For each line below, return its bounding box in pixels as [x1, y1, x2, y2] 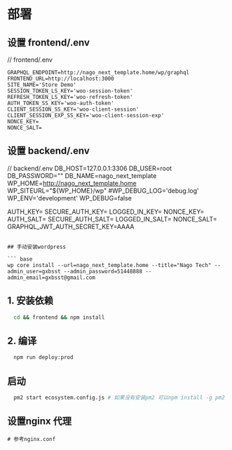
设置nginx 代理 [7, 415, 72, 428]
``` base [7, 255, 33, 263]
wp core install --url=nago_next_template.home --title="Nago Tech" [7, 261, 212, 268]
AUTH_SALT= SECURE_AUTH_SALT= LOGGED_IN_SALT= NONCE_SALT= [7, 214, 217, 223]
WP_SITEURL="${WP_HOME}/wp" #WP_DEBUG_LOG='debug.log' [7, 186, 200, 195]
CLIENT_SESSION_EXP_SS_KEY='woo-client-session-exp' [7, 112, 165, 119]
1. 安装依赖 [7, 295, 54, 307]
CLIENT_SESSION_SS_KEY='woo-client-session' [7, 106, 139, 113]
